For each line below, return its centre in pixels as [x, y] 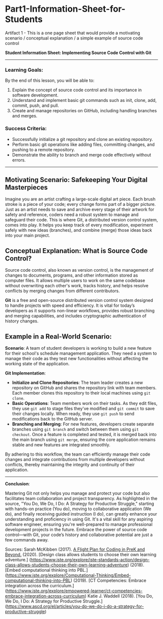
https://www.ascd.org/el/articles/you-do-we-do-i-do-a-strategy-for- [75, 606]
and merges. [25, 116]
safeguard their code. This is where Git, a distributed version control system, [81, 220]
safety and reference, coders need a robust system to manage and [72, 215]
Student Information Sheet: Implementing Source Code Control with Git [78, 53]
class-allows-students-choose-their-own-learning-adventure [66, 565]
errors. [19, 160]
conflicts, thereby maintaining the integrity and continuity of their [70, 464]
